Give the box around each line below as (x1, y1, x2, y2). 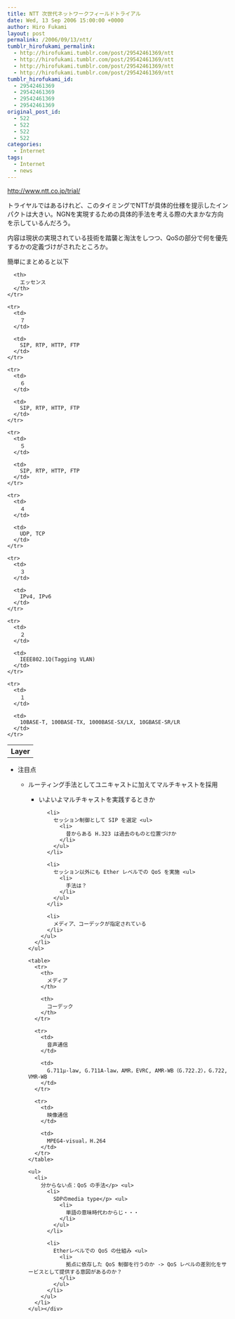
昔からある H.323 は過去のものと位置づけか (65, 830, 177, 837)
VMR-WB (27, 1073, 48, 1080)
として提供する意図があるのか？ (43, 1268, 123, 1275)
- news (13, 167, 33, 174)
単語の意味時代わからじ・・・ (65, 1209, 139, 1216)
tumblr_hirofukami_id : (7, 75, 74, 83)
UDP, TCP (20, 530, 46, 537)
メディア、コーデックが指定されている (53, 920, 147, 927)
